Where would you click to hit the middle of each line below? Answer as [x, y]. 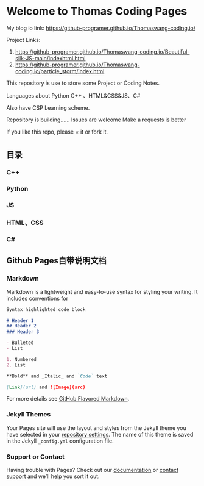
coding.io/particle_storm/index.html [60, 71]
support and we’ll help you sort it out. [53, 476]
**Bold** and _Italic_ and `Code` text [57, 376]
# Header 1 [20, 320]
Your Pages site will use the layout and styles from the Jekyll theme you [97, 427]
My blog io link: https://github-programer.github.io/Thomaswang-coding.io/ [101, 28]
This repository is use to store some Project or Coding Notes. [83, 83]
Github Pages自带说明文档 [56, 261]
